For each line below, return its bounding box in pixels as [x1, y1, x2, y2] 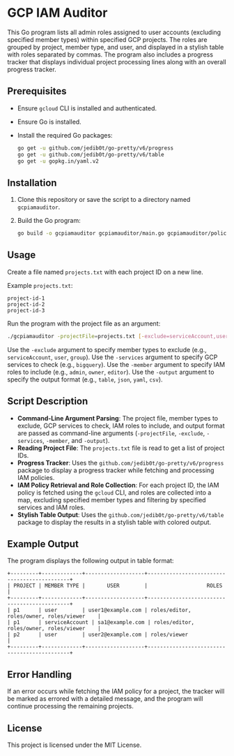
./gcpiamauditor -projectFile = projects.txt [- [7, 333, 145, 340]
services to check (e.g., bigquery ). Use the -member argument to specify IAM [7, 360, 225, 368]
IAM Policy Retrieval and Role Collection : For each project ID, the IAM [17, 481, 219, 489]
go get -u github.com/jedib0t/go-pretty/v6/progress [17, 145, 174, 152]
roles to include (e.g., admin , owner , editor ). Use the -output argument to [7, 368, 214, 376]
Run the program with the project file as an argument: [7, 319, 161, 328]
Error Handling [7, 669, 72, 681]
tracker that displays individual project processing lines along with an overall [7, 57, 226, 66]
